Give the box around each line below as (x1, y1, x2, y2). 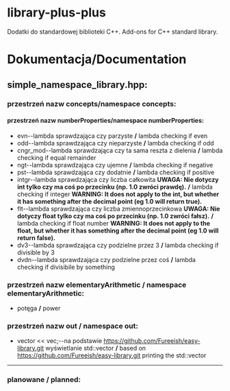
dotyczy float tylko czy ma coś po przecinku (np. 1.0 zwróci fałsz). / (16, 211, 214, 220)
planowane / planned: (7, 375, 81, 385)
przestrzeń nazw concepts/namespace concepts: (7, 99, 177, 109)
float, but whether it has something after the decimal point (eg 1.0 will (16, 226, 219, 235)
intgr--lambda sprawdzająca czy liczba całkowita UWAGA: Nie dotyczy (16, 175, 219, 183)
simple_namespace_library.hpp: (7, 79, 149, 91)
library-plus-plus (7, 5, 106, 21)
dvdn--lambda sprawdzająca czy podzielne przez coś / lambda (16, 255, 196, 263)
